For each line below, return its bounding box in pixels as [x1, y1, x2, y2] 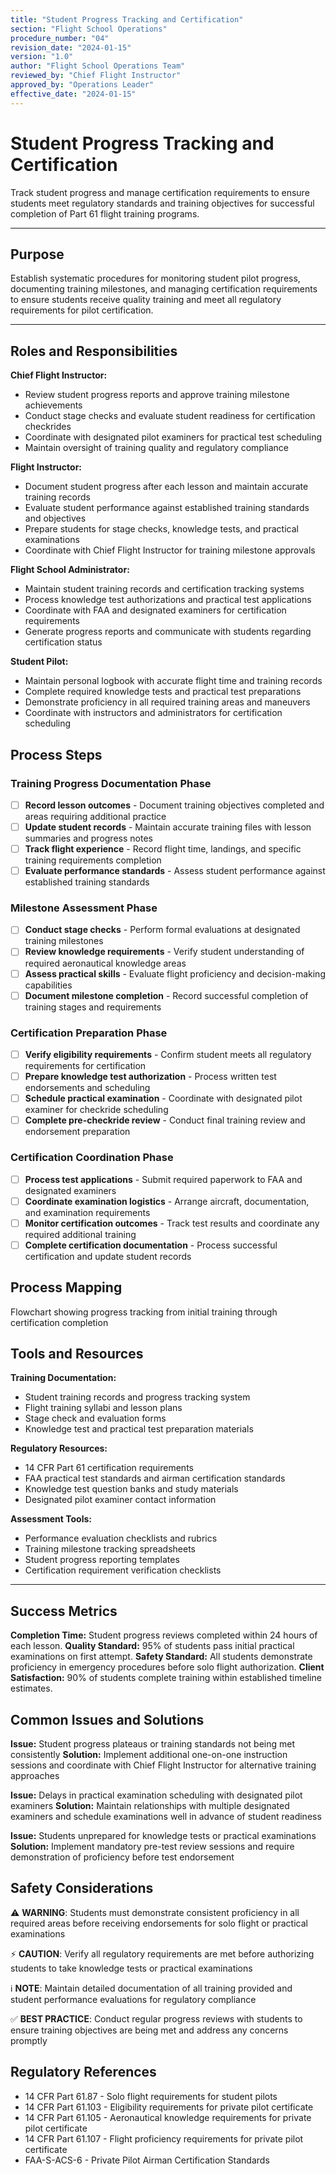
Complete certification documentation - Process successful [24, 1239, 278, 1251]
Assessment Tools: [10, 1513, 93, 1525]
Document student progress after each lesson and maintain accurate [24, 481, 309, 493]
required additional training [24, 1228, 137, 1240]
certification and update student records [24, 1250, 192, 1262]
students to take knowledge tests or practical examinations [10, 1962, 253, 1974]
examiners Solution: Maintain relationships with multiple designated [10, 1800, 290, 1812]
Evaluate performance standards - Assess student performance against [24, 865, 326, 877]
